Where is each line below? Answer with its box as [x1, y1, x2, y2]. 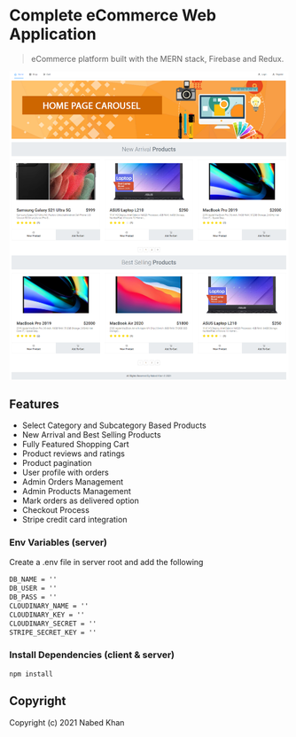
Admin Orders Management [21, 477, 124, 487]
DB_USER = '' [9, 584, 58, 593]
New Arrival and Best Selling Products [21, 430, 161, 440]
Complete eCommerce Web [9, 5, 217, 26]
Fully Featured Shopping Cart [21, 439, 130, 450]
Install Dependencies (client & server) [9, 648, 175, 661]
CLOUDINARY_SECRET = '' [9, 619, 97, 628]
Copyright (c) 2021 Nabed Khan [9, 717, 125, 727]
